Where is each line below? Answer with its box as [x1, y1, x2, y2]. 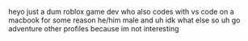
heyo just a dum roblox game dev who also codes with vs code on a [8, 7, 234, 16]
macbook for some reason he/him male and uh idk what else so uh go [8, 15, 241, 25]
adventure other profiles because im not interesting [8, 24, 179, 33]
